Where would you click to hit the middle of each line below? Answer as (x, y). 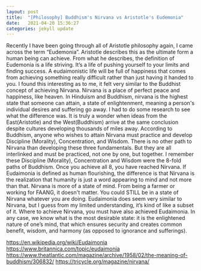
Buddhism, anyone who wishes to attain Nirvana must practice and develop (100, 135)
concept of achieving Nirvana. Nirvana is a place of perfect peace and (93, 90)
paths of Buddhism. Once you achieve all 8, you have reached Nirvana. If (96, 167)
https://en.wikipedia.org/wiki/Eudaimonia (57, 242)
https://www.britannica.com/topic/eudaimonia (63, 249)
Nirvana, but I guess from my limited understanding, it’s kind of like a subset (100, 206)
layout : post (22, 12)
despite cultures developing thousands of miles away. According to (89, 129)
